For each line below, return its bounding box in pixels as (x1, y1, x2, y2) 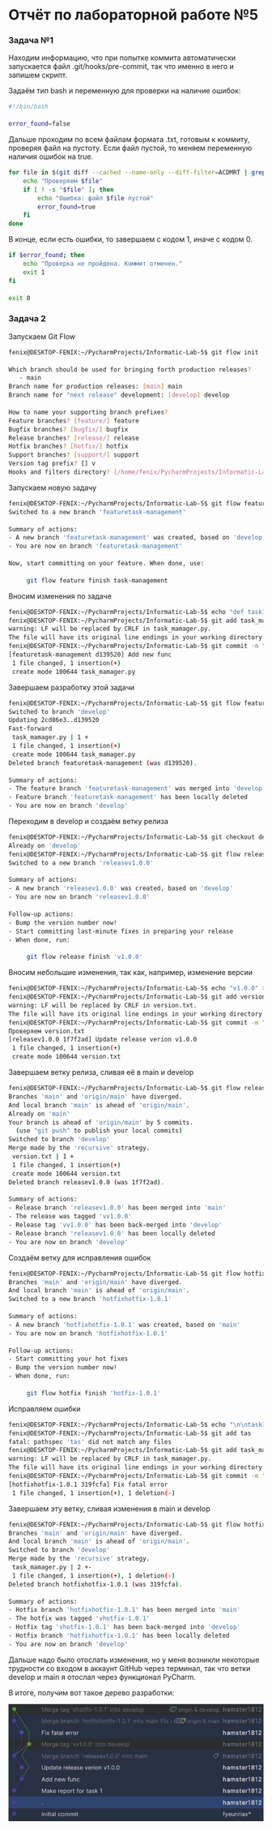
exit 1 (23, 268, 45, 277)
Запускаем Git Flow (8, 331, 76, 342)
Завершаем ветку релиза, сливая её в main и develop (8, 1067, 194, 1077)
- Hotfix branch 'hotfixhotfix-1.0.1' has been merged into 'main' (8, 1606, 241, 1614)
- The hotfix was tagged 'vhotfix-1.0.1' (8, 1614, 151, 1623)
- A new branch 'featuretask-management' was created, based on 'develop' (8, 534, 266, 542)
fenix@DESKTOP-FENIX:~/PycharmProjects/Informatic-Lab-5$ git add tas (8, 1429, 252, 1437)
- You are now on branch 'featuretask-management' (8, 542, 183, 551)
